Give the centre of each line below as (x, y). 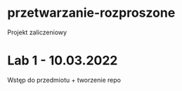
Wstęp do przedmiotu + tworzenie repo (64, 80)
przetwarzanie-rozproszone (91, 13)
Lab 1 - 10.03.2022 (63, 61)
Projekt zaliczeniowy (37, 32)
